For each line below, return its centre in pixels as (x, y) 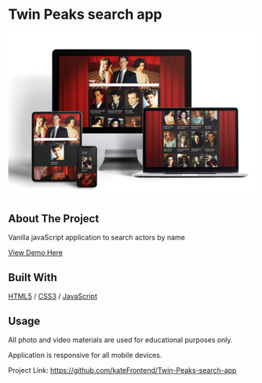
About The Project (54, 219)
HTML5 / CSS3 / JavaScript (53, 297)
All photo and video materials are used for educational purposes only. (120, 340)
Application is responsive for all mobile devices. (85, 356)
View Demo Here (35, 253)
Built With (33, 277)
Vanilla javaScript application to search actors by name (97, 238)
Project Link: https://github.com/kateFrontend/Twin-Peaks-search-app (122, 370)
